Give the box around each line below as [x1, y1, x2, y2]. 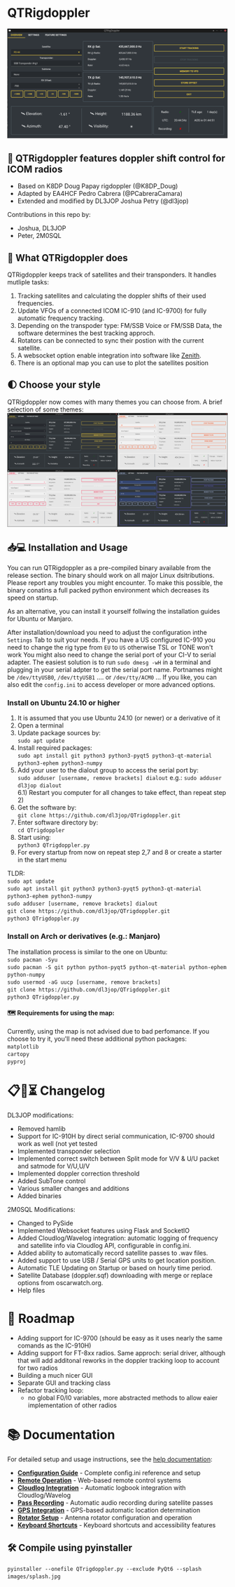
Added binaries [17, 1192, 62, 1200]
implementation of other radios [27, 1401, 117, 1409]
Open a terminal [17, 721, 64, 730]
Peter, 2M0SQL [17, 232, 62, 240]
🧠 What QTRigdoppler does [7, 251, 128, 264]
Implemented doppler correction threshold [17, 1169, 140, 1178]
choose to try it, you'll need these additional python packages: [7, 1034, 187, 1043]
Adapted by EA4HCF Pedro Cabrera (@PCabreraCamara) [17, 190, 183, 198]
